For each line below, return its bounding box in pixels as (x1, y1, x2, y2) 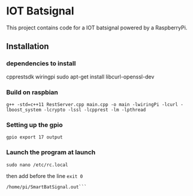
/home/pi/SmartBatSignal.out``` (6, 184, 87, 190)
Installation (6, 41, 49, 52)
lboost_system (6, 107, 42, 113)
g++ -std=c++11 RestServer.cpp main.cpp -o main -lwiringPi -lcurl (6, 101, 179, 107)
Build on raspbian (6, 88, 58, 97)
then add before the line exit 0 (6, 172, 83, 179)
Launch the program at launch (6, 148, 96, 156)
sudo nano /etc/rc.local (6, 162, 68, 168)
